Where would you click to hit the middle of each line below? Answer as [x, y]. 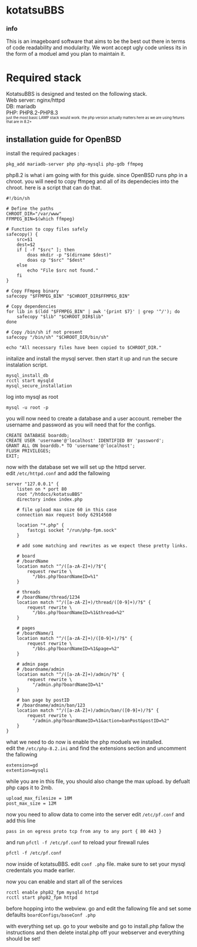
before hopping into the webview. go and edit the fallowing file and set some [99, 909]
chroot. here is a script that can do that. [54, 188]
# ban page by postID [43, 701]
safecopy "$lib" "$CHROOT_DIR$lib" [60, 317]
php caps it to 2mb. [30, 788]
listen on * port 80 [42, 489]
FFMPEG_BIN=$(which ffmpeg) [41, 219]
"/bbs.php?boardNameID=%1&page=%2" [76, 649]
